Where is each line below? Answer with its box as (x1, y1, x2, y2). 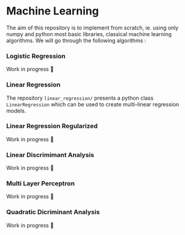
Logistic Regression (6, 52, 66, 60)
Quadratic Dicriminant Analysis (6, 208, 100, 216)
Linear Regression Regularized (6, 122, 98, 130)
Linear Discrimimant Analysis (6, 150, 95, 159)
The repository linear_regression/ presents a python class (6, 94, 154, 102)
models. (6, 107, 27, 114)
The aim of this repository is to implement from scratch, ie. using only (6, 24, 179, 31)
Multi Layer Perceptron (6, 179, 75, 188)
